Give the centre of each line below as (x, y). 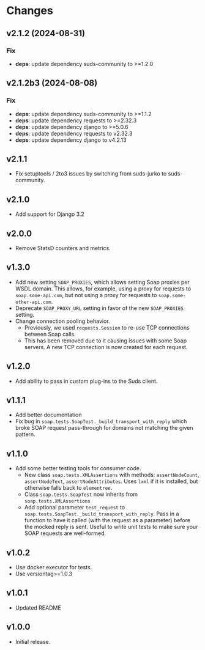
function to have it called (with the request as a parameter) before (107, 520)
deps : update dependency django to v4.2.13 (71, 140)
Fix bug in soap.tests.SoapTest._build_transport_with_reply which (101, 421)
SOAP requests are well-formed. (65, 533)
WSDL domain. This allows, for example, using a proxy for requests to (103, 289)
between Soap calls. (50, 334)
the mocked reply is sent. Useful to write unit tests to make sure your (111, 527)
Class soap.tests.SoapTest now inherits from (81, 494)
